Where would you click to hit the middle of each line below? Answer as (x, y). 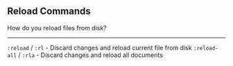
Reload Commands (49, 11)
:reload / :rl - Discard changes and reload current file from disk (100, 47)
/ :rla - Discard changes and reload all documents (90, 55)
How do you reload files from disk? (57, 27)
